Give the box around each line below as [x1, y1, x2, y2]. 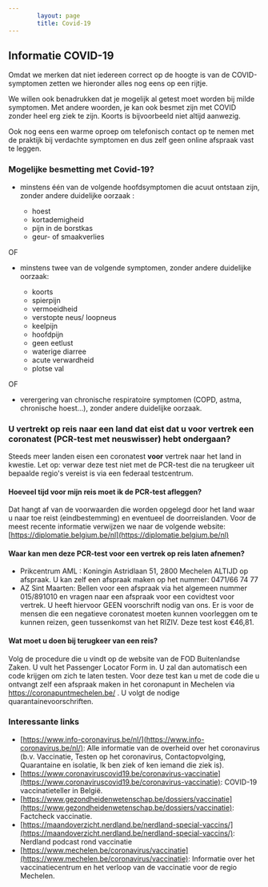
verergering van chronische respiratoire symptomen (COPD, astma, [19, 395, 242, 404]
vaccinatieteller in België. [19, 785, 103, 795]
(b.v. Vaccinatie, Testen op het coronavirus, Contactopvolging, [19, 751, 226, 761]
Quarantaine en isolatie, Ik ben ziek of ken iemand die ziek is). [19, 759, 225, 770]
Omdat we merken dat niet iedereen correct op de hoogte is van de [8, 70, 230, 80]
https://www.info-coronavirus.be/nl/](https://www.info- [22, 735, 205, 744]
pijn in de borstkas [31, 223, 94, 233]
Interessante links [8, 716, 80, 727]
